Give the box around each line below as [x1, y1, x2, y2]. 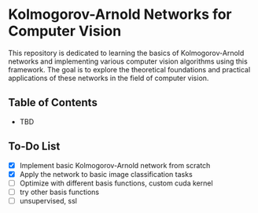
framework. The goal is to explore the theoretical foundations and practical [8, 64, 251, 74]
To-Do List [8, 140, 61, 153]
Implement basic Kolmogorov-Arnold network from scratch [19, 160, 211, 170]
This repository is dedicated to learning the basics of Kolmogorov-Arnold [8, 48, 245, 57]
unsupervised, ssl [19, 196, 77, 205]
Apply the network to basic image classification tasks [19, 169, 193, 178]
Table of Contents [8, 96, 98, 109]
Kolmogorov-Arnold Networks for [8, 6, 232, 24]
